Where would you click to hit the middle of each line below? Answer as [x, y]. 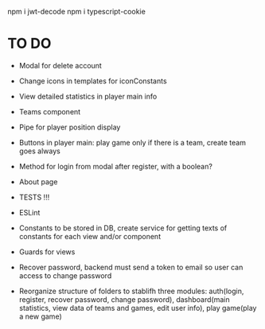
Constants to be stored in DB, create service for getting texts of [123, 228]
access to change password [65, 275]
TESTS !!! [34, 197]
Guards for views [47, 252]
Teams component [50, 111]
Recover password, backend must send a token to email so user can [131, 267]
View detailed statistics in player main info [88, 96]
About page [38, 181]
